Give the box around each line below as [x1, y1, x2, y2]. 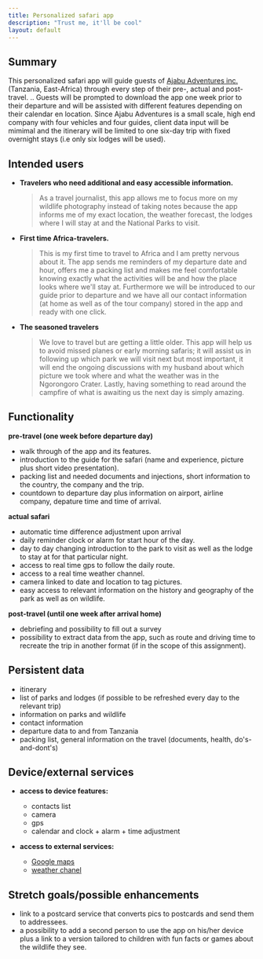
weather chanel [31, 866, 82, 875]
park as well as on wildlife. [19, 594, 106, 603]
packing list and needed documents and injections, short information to [19, 471, 250, 481]
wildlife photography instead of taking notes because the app [38, 202, 238, 210]
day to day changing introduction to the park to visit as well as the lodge [19, 544, 254, 553]
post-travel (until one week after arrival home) [8, 609, 163, 618]
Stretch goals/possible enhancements [8, 888, 199, 902]
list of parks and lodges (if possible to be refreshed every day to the [19, 693, 240, 702]
